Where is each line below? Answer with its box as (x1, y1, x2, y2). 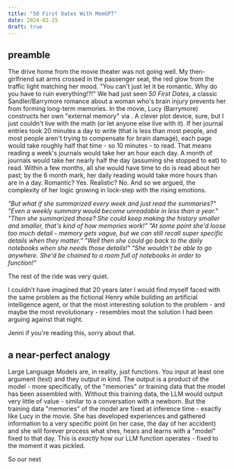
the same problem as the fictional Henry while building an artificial (8, 293, 198, 302)
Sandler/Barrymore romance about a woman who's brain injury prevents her (8, 97, 226, 105)
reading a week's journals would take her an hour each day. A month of (8, 149, 213, 157)
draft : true (8, 23, 42, 30)
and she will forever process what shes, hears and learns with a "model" (8, 426, 216, 435)
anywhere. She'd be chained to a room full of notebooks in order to (8, 252, 201, 260)
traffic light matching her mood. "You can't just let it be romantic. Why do (8, 82, 218, 91)
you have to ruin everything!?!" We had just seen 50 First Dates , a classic (8, 90, 218, 98)
